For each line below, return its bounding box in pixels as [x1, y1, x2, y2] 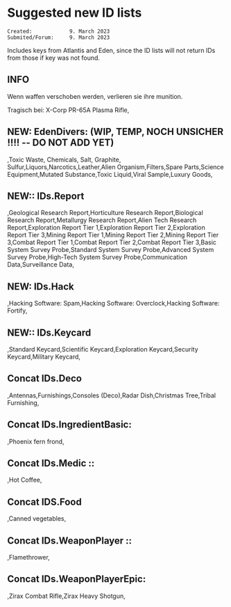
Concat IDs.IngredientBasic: [7, 419, 132, 431]
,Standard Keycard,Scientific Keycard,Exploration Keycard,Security [7, 345, 199, 353]
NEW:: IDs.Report [7, 190, 85, 202]
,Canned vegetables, [7, 514, 67, 523]
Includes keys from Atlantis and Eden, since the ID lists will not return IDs [7, 46, 216, 54]
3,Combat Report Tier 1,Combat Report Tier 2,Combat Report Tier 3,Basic [7, 238, 217, 246]
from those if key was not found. [7, 54, 101, 62]
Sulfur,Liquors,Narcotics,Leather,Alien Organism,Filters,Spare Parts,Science [7, 162, 224, 171]
